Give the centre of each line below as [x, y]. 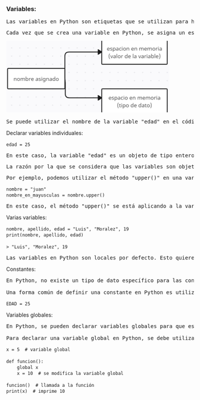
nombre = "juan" [26, 189]
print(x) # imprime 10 [36, 392]
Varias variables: [26, 218]
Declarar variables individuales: [45, 133]
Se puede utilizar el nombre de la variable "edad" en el [93, 122]
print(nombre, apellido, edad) [45, 235]
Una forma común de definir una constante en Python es [89, 293]
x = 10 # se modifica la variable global [70, 374]
